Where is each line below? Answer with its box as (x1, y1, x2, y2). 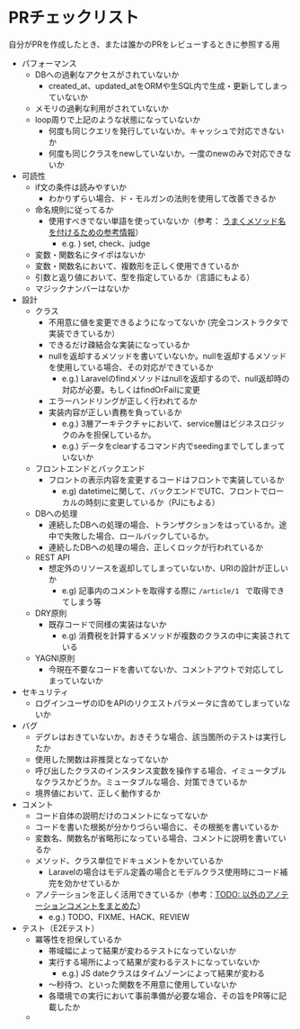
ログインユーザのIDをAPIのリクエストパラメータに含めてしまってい (34, 698, 283, 709)
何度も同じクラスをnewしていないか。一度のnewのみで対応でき (48, 148, 284, 158)
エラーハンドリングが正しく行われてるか (48, 395, 198, 406)
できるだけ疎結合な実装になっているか (48, 338, 190, 350)
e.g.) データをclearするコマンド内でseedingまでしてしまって (61, 440, 286, 451)
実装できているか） (48, 328, 120, 338)
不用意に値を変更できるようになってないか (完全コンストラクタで (48, 316, 289, 328)
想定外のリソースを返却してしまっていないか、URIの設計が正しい (48, 563, 288, 573)
